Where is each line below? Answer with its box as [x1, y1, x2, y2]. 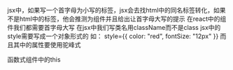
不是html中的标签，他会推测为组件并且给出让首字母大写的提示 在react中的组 [7, 15, 227, 23]
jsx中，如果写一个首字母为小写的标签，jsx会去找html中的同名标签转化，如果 [7, 6, 226, 14]
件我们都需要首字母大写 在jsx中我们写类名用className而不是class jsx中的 [7, 24, 221, 31]
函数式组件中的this [7, 55, 61, 64]
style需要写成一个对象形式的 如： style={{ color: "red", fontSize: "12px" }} [7, 32, 219, 40]
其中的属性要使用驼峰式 [13, 41, 81, 49]
